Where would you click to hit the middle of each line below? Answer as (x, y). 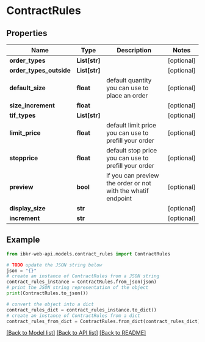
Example (23, 240)
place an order (127, 95)
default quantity (129, 80)
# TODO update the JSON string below (54, 265)
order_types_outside (40, 70)
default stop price (132, 150)
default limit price (131, 125)
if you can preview (133, 176)
